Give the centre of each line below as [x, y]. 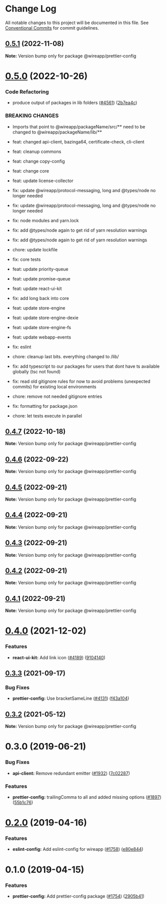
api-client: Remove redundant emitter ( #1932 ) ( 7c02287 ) [71, 773]
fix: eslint [22, 347]
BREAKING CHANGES [32, 116]
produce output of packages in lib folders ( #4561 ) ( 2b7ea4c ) [75, 103]
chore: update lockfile [35, 249]
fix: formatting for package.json [45, 406]
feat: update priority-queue [40, 269]
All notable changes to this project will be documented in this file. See [77, 23]
